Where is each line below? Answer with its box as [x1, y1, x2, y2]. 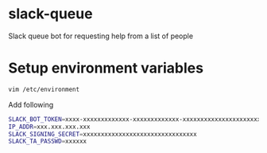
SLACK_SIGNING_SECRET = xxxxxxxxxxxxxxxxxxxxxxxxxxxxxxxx [8, 130, 197, 138]
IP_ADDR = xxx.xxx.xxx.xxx [8, 123, 91, 131]
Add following [8, 100, 54, 109]
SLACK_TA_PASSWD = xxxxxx [8, 137, 87, 146]
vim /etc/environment [8, 85, 80, 93]
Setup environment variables [8, 59, 204, 77]
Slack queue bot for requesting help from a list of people [8, 31, 193, 41]
